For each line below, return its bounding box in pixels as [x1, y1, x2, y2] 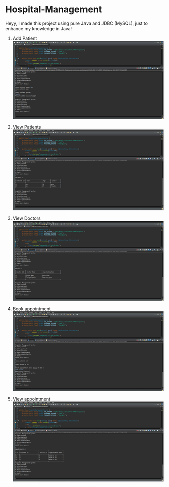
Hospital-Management [5, 4, 102, 15]
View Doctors [12, 215, 41, 221]
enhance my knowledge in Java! [5, 25, 72, 31]
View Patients [12, 124, 41, 130]
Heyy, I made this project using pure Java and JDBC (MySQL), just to [5, 20, 148, 26]
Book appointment [12, 306, 51, 312]
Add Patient [12, 35, 37, 41]
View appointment [12, 396, 51, 402]
